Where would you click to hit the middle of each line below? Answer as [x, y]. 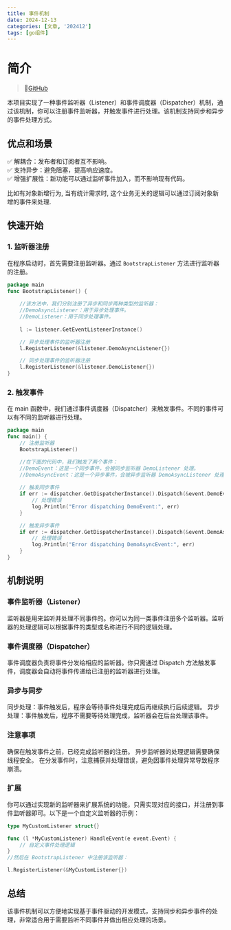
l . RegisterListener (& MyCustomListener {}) [67, 870]
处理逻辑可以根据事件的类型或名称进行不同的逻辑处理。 [97, 627]
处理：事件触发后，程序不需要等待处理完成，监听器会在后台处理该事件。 [109, 715]
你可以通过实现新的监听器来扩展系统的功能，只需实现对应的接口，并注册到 [112, 804]
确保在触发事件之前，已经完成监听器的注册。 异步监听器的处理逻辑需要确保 [113, 751]
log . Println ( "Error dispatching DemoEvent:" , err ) [106, 506]
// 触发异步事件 [40, 526]
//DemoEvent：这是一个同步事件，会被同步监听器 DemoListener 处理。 [109, 468]
